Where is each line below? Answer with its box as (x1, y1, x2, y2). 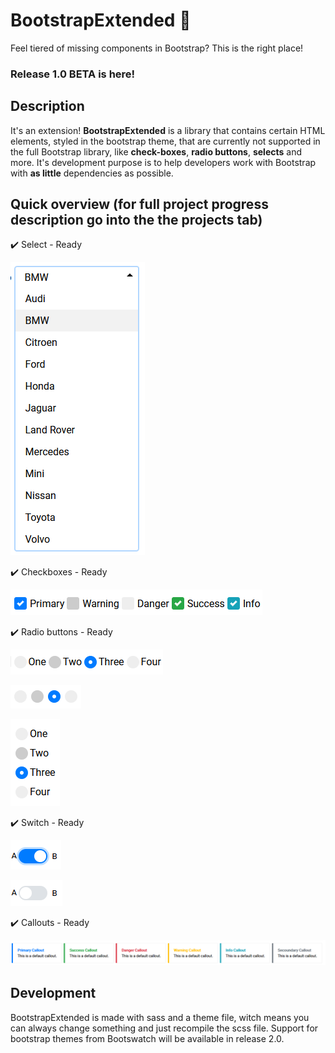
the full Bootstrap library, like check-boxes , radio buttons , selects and (10, 145, 302, 158)
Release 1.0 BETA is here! (10, 67, 136, 81)
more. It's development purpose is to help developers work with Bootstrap (10, 156, 317, 168)
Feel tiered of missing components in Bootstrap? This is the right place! (10, 42, 304, 54)
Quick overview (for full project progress (10, 196, 269, 213)
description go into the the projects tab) (10, 212, 263, 229)
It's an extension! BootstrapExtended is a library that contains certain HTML (10, 124, 326, 136)
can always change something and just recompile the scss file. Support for (10, 1022, 319, 1034)
